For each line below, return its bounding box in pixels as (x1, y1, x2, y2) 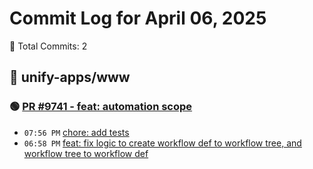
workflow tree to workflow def (23, 147, 149, 159)
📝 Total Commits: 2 (9, 40, 88, 52)
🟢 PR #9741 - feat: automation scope (9, 100, 193, 114)
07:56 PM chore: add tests (23, 126, 130, 138)
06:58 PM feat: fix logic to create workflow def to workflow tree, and (23, 137, 302, 149)
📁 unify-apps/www (9, 69, 131, 86)
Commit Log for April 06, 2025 (9, 7, 267, 30)
